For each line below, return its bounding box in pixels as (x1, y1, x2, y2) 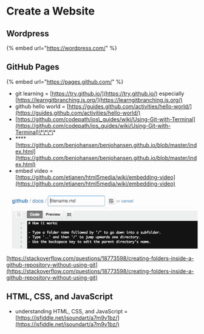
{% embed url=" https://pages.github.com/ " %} (6, 78, 124, 85)
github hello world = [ (15, 102, 69, 110)
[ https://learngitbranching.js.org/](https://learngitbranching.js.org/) (15, 96, 183, 104)
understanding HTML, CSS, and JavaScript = (15, 307, 128, 315)
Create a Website (6, 4, 95, 18)
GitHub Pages (6, 62, 59, 72)
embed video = (15, 167, 53, 174)
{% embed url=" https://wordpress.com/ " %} (6, 44, 117, 52)
